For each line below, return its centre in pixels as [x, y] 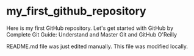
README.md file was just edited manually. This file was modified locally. [97, 46]
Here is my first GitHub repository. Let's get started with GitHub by [90, 28]
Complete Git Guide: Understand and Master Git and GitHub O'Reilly [92, 34]
